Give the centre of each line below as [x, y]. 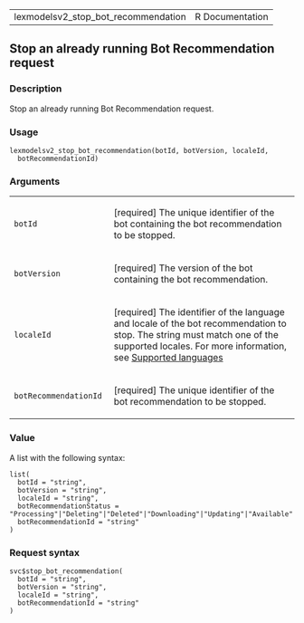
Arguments [35, 181]
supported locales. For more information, [200, 346]
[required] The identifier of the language [199, 312]
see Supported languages [168, 358]
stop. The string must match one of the [196, 335]
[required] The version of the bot [183, 268]
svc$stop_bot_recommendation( [66, 571]
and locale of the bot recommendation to [200, 323]
